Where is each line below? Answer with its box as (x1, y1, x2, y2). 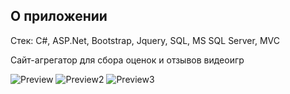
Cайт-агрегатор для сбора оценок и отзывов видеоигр (10, 54, 245, 66)
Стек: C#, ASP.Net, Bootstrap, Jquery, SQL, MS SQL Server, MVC (10, 34, 280, 46)
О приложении (10, 8, 108, 25)
